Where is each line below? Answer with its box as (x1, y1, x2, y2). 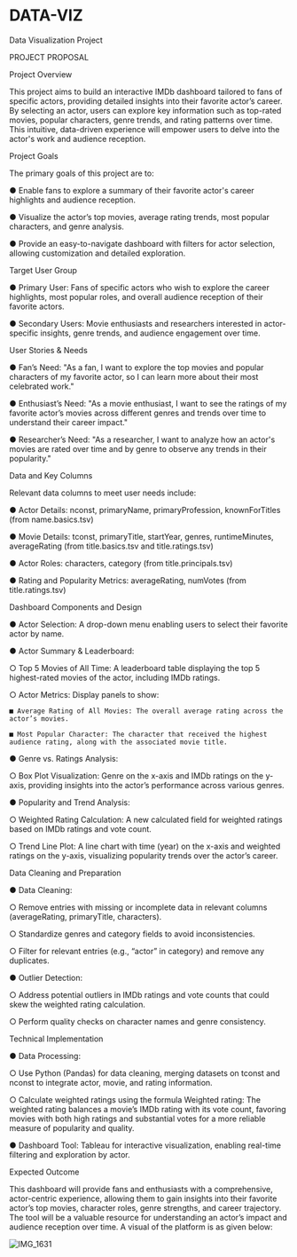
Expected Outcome (9, 1166, 80, 1177)
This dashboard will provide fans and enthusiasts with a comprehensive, (9, 1183, 273, 1194)
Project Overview (9, 68, 73, 80)
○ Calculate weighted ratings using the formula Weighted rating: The (9, 1094, 262, 1105)
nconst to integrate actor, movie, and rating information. (9, 1077, 213, 1087)
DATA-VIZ (9, 5, 83, 26)
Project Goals (9, 150, 59, 161)
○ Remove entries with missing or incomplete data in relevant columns (9, 902, 268, 913)
